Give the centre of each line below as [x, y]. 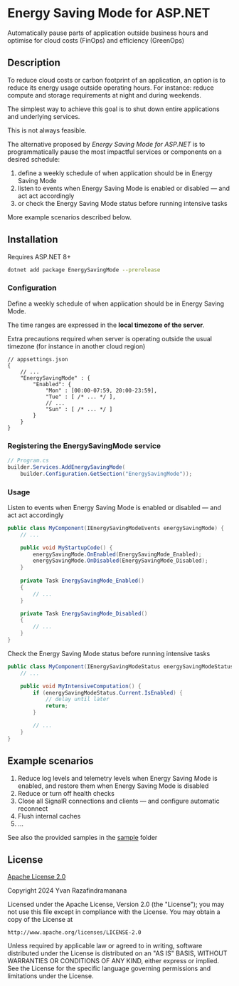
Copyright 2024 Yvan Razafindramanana [67, 891]
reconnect [33, 808]
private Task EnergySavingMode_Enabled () [82, 581]
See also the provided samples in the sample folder [83, 837]
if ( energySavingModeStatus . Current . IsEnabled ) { [108, 692]
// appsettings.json [38, 359]
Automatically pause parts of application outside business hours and [108, 33]
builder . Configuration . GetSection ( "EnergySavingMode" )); [106, 474]
